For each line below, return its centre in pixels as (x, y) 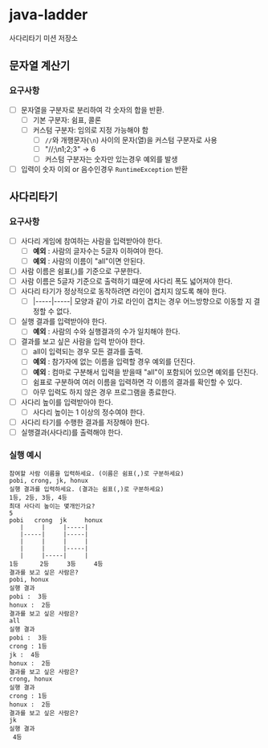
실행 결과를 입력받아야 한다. (64, 321)
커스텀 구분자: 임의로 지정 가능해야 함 (91, 129)
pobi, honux (29, 580)
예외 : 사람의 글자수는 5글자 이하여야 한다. (98, 251)
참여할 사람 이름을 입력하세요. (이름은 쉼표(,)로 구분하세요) (97, 474)
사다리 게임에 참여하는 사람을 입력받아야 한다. (91, 241)
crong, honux (31, 679)
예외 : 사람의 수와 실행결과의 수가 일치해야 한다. (106, 332)
